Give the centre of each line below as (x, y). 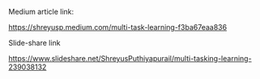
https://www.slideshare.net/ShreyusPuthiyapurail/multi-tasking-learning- (130, 58)
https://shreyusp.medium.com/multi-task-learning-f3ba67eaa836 (118, 27)
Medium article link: (41, 12)
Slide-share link (34, 43)
